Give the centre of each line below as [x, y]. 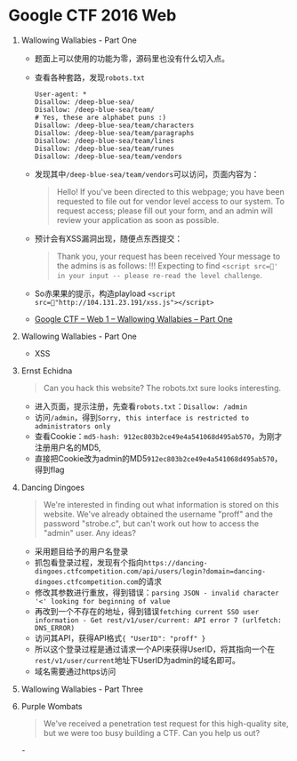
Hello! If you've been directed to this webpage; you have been [171, 191]
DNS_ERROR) [55, 628]
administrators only [72, 426]
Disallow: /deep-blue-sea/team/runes [104, 148]
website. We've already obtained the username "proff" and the [158, 514]
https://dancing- [176, 563]
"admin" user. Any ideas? [90, 533]
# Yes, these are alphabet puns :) [100, 117]
